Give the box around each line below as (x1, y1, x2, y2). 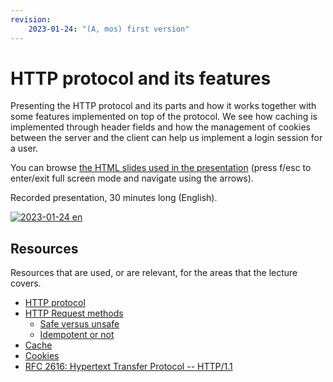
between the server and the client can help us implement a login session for (10, 132, 323, 144)
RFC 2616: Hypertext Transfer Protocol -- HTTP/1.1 (24, 361, 233, 373)
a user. (10, 142, 39, 155)
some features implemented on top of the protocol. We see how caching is (10, 111, 318, 123)
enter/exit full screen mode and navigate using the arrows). (10, 172, 254, 185)
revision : (10, 14, 52, 25)
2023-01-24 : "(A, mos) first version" (28, 24, 190, 34)
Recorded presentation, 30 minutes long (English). (10, 192, 218, 204)
